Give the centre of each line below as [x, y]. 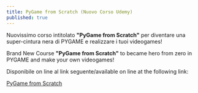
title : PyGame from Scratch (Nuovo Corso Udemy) [70, 12]
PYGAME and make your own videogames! [60, 60]
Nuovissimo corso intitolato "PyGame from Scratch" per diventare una [96, 35]
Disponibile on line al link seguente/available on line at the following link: [97, 71]
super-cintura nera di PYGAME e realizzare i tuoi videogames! [84, 41]
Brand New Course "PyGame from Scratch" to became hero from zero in [99, 53]
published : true [27, 18]
